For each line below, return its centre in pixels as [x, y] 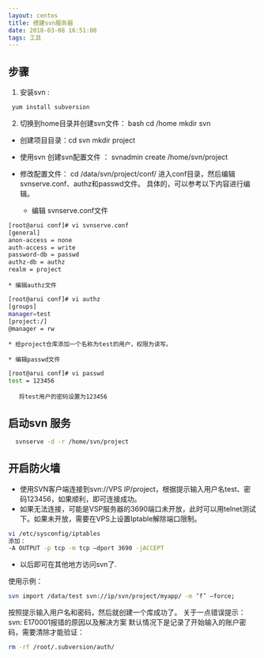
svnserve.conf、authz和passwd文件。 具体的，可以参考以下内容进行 [131, 184]
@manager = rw [32, 329]
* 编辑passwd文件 [34, 360]
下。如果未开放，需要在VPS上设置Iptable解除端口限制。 [110, 519]
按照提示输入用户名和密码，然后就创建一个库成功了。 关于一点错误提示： [127, 612]
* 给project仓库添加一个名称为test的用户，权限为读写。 [90, 344]
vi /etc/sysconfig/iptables [55, 534]
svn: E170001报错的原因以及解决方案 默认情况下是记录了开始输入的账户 [124, 622]
